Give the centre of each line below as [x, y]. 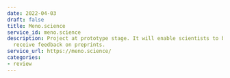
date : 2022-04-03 [32, 13]
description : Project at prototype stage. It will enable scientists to [113, 39]
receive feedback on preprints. [60, 45]
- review [20, 64]
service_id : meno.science [44, 32]
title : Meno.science [37, 26]
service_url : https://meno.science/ [59, 52]
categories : [24, 58]
